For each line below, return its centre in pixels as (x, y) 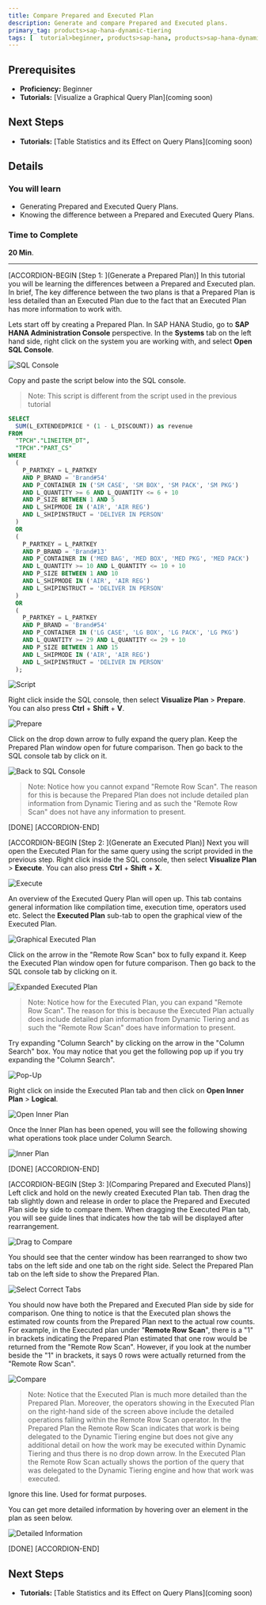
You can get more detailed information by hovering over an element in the (128, 1510)
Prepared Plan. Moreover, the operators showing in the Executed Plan (141, 1403)
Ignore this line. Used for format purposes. (78, 1494)
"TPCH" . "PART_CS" (44, 448)
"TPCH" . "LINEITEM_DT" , (53, 441)
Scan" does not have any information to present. (106, 812)
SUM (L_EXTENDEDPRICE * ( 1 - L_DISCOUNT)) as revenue (104, 426)
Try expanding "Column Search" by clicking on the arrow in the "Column (126, 1043)
